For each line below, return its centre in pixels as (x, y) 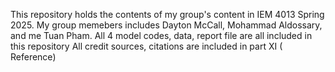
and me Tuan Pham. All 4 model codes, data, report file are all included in (161, 35)
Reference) (33, 57)
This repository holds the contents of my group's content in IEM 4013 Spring (167, 14)
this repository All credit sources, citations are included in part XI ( (146, 46)
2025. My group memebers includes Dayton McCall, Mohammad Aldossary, (166, 25)
